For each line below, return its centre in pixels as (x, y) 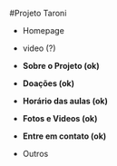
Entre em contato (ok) (64, 136)
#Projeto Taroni (38, 13)
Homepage (44, 30)
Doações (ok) (49, 83)
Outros (35, 154)
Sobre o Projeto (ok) (61, 66)
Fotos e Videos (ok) (60, 118)
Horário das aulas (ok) (65, 101)
